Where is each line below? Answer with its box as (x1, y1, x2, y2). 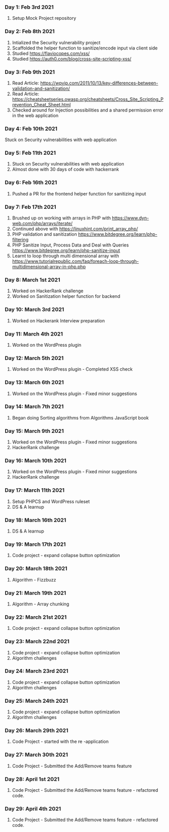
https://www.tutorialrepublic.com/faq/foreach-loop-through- (12, 258, 139, 264)
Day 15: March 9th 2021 (5, 427, 64, 434)
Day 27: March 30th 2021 (5, 751, 68, 758)
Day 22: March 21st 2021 (5, 614, 67, 621)
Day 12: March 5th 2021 (5, 354, 64, 362)
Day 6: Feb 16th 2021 (5, 179, 57, 186)
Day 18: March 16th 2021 (5, 516, 66, 523)
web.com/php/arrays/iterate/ (12, 220, 73, 227)
